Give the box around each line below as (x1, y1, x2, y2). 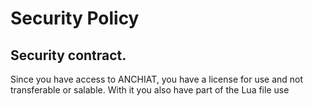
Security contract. (10, 47, 127, 64)
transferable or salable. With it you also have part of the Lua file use (10, 84, 290, 96)
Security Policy (10, 7, 140, 30)
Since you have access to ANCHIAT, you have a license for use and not (10, 73, 304, 85)
